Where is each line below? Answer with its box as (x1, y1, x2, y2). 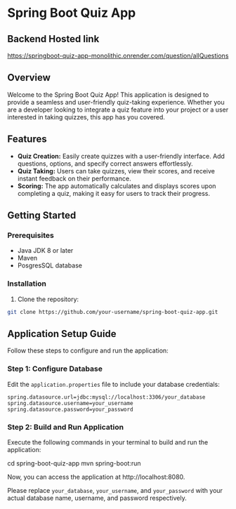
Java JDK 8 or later (17, 246, 74, 255)
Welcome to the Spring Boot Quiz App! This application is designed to (7, 90, 209, 99)
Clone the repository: (17, 295, 79, 303)
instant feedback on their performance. (17, 174, 131, 183)
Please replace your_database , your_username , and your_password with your (7, 486, 223, 494)
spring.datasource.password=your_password (7, 406, 133, 413)
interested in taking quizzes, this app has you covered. (7, 112, 165, 121)
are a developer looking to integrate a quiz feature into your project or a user (7, 105, 229, 114)
